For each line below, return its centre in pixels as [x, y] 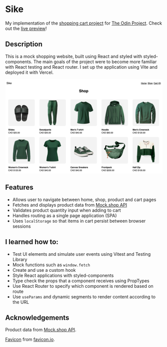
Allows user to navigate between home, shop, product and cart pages [84, 200]
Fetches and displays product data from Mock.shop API [70, 205]
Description [24, 44]
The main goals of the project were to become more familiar [95, 62]
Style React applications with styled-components [63, 275]
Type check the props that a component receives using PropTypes [81, 281]
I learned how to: [32, 242]
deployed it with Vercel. [29, 72]
